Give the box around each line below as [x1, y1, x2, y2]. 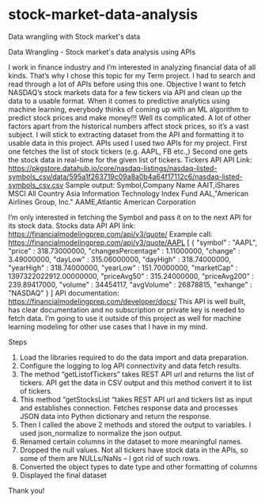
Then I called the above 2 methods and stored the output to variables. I [19, 420, 252, 429]
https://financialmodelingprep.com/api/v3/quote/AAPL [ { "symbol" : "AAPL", [8, 238, 258, 247]
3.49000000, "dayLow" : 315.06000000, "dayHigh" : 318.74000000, [8, 254, 232, 264]
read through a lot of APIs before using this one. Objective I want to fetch [8, 79, 247, 89]
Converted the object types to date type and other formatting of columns [19, 462, 258, 471]
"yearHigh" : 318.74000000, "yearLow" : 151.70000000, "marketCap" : [8, 263, 238, 272]
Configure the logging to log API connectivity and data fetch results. [19, 360, 242, 370]
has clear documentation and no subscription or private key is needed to [8, 305, 245, 314]
